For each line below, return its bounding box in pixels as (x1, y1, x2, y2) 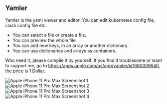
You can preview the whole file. (12, 37, 77, 43)
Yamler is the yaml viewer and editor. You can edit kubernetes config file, (5, 17, 156, 23)
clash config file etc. (5, 22, 47, 28)
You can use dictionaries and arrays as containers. (12, 48, 117, 53)
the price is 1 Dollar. (5, 68, 46, 74)
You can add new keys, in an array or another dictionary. (12, 42, 129, 49)
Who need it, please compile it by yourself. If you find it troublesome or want (5, 57, 162, 63)
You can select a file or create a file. (12, 32, 86, 38)
